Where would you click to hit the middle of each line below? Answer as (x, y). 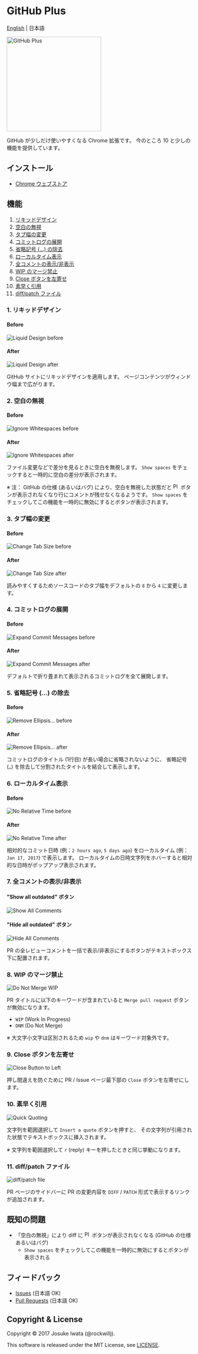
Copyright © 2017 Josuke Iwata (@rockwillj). (61, 1334)
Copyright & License (45, 1319)
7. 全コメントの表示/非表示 (44, 881)
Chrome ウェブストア (41, 183)
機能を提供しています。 (35, 148)
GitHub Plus (37, 11)
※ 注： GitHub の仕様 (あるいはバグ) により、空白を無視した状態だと (89, 487)
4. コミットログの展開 (37, 609)
